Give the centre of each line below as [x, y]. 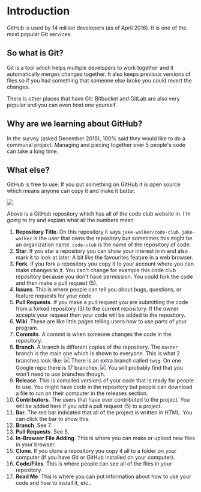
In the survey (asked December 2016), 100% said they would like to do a [96, 138]
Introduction [38, 11]
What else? [28, 170]
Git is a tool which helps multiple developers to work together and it [90, 67]
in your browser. [36, 444]
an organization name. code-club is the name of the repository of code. [103, 244]
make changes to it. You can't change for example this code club [96, 270]
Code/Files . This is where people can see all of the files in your [94, 464]
